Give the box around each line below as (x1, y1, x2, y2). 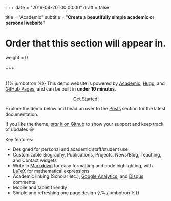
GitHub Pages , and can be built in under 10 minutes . (5, 85, 116, 92)
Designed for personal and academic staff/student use (12, 146, 128, 152)
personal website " (5, 20, 45, 26)
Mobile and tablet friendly (12, 184, 68, 190)
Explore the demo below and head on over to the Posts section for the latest (5, 105, 166, 111)
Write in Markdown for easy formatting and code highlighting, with (12, 162, 153, 168)
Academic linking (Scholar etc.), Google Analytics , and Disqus (12, 173, 144, 180)
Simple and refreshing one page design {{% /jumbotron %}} (12, 189, 140, 196)
